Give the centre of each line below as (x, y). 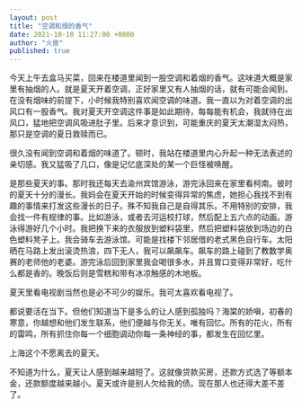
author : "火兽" (36, 43)
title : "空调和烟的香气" (51, 26)
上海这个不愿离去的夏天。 (57, 353)
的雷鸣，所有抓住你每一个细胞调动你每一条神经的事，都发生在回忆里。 (139, 334)
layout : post (34, 18)
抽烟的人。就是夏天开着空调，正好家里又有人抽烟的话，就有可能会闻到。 (159, 89)
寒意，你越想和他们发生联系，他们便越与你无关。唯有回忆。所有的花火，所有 (151, 323)
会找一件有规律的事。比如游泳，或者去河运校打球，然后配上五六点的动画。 (147, 217)
